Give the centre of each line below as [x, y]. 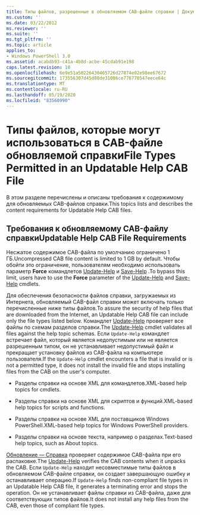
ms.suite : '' [22, 34]
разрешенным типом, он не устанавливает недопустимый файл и [90, 346]
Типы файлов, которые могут [83, 130]
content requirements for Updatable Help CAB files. [69, 210]
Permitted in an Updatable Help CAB [97, 168]
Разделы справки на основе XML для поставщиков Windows [92, 419]
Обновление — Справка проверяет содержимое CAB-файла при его [94, 455]
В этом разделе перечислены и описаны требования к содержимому [95, 197]
